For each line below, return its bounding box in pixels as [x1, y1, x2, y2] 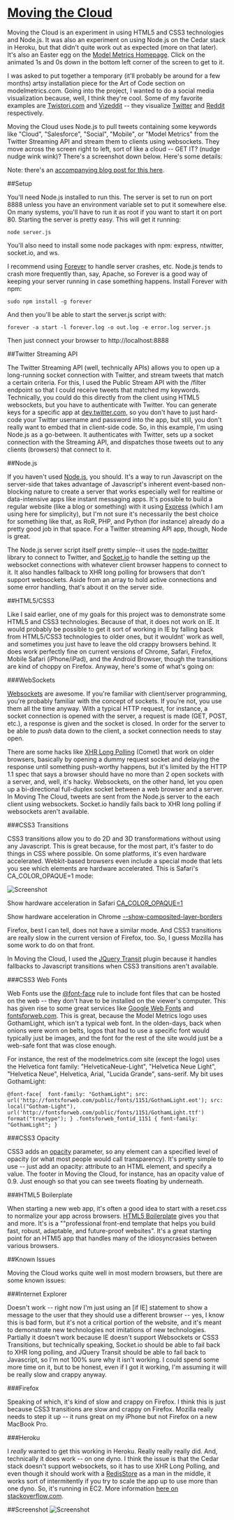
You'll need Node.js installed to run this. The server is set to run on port [7, 193, 213, 201]
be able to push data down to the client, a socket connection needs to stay [7, 726, 222, 735]
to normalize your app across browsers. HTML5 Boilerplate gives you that [7, 1212, 219, 1220]
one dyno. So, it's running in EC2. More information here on [7, 1484, 179, 1493]
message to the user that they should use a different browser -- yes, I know [7, 1310, 225, 1319]
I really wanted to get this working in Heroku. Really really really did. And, [7, 1446, 218, 1455]
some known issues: [7, 1276, 66, 1284]
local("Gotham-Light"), [7, 1103, 77, 1110]
